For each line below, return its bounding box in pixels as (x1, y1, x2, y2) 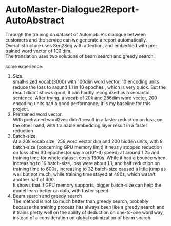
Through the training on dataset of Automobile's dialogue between (5, 31, 146, 37)
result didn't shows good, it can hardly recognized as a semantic (12, 89, 150, 95)
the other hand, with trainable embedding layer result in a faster (12, 122, 148, 128)
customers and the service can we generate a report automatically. (5, 37, 147, 43)
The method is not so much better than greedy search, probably (12, 198, 149, 204)
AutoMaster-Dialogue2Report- (5, 4, 140, 15)
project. (12, 106, 29, 112)
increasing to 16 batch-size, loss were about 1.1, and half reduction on (12, 160, 160, 166)
